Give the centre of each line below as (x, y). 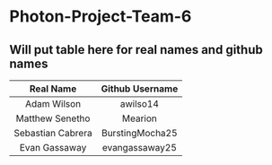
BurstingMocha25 (140, 133)
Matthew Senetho (53, 118)
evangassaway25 (140, 148)
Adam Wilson (53, 104)
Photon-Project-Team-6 (101, 17)
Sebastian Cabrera (53, 133)
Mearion (139, 118)
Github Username (140, 89)
